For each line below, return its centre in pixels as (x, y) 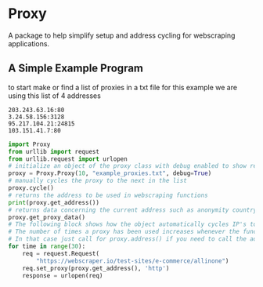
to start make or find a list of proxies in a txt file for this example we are (122, 87)
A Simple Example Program (76, 69)
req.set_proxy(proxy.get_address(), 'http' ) (96, 268)
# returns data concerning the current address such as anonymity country (133, 210)
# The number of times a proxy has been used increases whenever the (124, 232)
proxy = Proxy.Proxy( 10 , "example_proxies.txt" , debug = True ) (110, 173)
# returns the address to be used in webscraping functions (108, 195)
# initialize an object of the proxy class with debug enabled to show (127, 166)
